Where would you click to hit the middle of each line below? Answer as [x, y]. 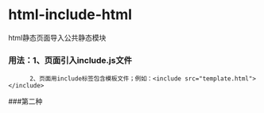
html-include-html [70, 15]
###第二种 [25, 102]
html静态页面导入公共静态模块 [57, 37]
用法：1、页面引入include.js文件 [70, 60]
